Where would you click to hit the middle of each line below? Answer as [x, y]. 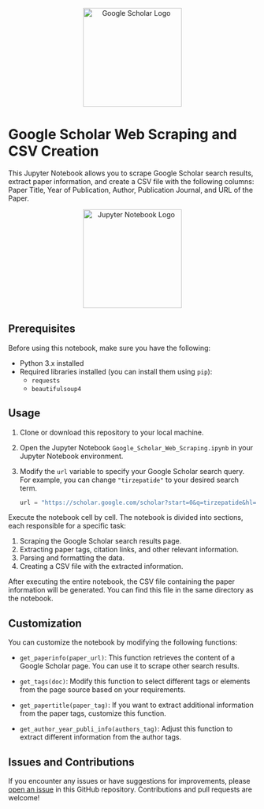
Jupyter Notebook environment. [71, 456]
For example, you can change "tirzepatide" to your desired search [129, 480]
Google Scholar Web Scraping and [123, 135]
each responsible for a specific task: [67, 526]
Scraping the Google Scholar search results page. [100, 541]
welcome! [24, 798]
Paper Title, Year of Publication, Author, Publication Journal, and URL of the [131, 190]
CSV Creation [54, 151]
